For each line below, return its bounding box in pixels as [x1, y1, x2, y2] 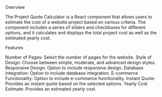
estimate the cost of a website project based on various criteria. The [5, 19, 146, 25]
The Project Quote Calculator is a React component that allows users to [5, 14, 152, 19]
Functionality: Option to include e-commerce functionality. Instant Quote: [5, 76, 155, 81]
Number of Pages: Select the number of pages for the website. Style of [5, 54, 152, 60]
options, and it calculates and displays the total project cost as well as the [5, 30, 157, 35]
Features [5, 45, 23, 50]
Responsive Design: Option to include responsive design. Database [5, 65, 143, 71]
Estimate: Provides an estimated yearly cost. [5, 86, 96, 92]
